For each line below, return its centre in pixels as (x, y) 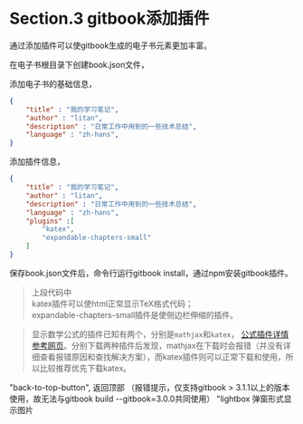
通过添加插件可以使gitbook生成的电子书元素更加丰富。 (111, 45)
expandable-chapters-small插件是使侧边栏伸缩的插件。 (134, 314)
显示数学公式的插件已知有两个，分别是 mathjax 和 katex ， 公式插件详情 (160, 334)
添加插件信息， (37, 162)
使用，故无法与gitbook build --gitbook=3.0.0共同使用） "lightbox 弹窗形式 (147, 399)
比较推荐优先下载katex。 (85, 368)
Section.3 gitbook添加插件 (109, 19)
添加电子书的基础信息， (53, 83)
